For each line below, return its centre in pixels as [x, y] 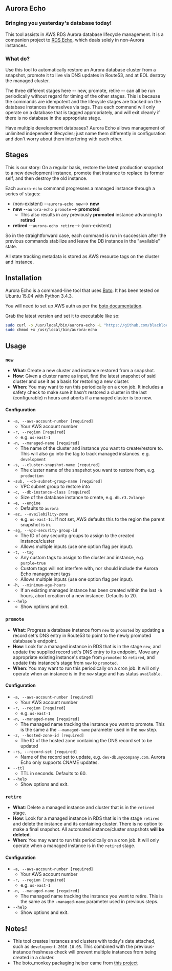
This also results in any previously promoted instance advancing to [91, 214]
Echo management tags [45, 574]
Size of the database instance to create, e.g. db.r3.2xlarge [82, 498]
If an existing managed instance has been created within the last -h [91, 590]
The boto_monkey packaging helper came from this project [75, 963]
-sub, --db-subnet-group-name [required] [57, 482]
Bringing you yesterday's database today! [59, 23]
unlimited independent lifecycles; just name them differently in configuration [85, 133]
